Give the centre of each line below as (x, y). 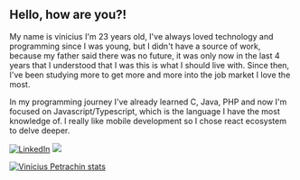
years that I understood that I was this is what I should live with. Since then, (150, 65)
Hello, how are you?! (68, 15)
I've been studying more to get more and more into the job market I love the (150, 75)
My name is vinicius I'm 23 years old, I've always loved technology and (141, 36)
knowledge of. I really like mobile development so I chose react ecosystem (148, 121)
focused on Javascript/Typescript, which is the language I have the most (145, 111)
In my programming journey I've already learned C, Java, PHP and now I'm (148, 102)
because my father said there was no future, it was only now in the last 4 (145, 55)
